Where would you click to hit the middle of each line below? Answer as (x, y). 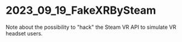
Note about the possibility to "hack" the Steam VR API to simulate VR (91, 27)
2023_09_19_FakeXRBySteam (81, 10)
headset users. (24, 33)
